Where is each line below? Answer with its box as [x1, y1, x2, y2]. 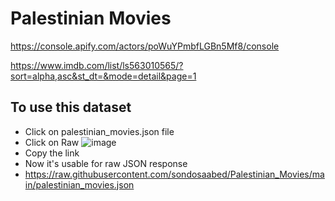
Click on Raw [24, 136, 80, 148]
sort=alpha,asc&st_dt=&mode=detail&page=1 [10, 70, 197, 82]
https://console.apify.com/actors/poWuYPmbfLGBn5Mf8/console [10, 40, 280, 52]
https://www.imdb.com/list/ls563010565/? [10, 59, 184, 71]
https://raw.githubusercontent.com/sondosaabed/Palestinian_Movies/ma [24, 168, 325, 180]
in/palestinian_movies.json [24, 178, 135, 191]
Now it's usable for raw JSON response [24, 157, 188, 169]
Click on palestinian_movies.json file [24, 125, 175, 137]
